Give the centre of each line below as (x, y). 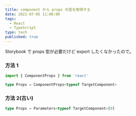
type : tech (16, 32)
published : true (22, 37)
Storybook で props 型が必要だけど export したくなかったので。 (69, 51)
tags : (11, 19)
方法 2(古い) (19, 98)
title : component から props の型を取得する (48, 10)
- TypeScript (23, 28)
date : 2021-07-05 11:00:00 (33, 14)
